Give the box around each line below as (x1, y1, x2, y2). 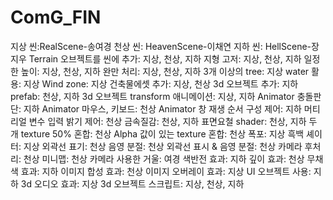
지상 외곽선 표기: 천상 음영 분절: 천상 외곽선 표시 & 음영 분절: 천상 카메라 (23, 140, 303, 152)
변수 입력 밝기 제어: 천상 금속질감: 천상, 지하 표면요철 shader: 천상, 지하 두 (28, 115, 318, 127)
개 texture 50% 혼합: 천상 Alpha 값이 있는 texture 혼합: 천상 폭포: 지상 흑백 (10, 127, 305, 140)
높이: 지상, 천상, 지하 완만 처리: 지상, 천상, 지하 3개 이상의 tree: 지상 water (20, 65, 310, 77)
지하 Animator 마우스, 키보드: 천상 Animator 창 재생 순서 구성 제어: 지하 (23, 102, 302, 115)
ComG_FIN (10, 6, 102, 29)
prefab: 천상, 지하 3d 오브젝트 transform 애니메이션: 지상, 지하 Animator (10, 90, 295, 102)
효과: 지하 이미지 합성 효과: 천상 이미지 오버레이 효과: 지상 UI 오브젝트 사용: (20, 165, 312, 177)
